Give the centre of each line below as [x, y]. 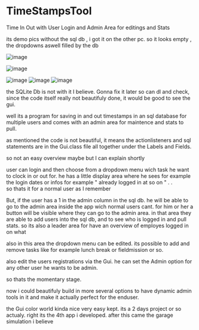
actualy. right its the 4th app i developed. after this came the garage [90, 315]
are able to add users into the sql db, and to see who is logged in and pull [97, 219]
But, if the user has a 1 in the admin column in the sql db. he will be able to [97, 200]
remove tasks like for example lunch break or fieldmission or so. [85, 249]
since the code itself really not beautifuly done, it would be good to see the [98, 98]
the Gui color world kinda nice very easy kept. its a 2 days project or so [94, 309]
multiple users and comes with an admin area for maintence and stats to [95, 122]
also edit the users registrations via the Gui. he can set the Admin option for [99, 261]
